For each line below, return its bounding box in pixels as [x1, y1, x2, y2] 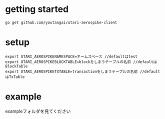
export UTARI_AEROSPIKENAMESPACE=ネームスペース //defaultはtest [5, 54, 137, 59]
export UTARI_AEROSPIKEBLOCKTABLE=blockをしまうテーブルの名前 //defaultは [5, 59, 157, 64]
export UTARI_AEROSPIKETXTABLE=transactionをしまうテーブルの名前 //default [5, 69, 160, 74]
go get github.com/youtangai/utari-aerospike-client [5, 20, 117, 25]
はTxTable [5, 74, 25, 79]
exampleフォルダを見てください [5, 108, 71, 114]
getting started [5, 3, 69, 15]
